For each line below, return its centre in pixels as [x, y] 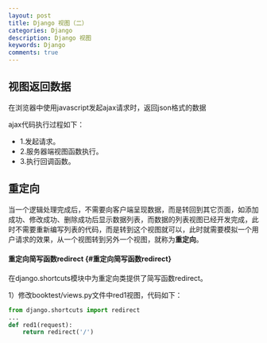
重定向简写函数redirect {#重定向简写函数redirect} [90, 259]
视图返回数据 [40, 87]
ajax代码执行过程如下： [46, 124]
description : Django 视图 [50, 38]
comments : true [33, 53]
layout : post [30, 16]
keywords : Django [37, 45]
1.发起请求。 [40, 141]
